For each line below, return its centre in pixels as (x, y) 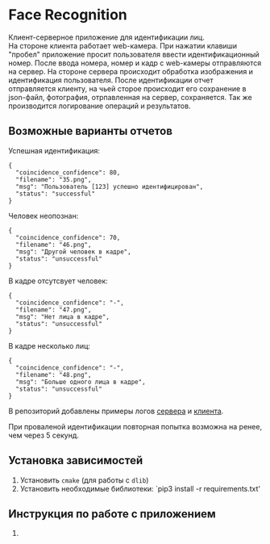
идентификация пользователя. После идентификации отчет (111, 80)
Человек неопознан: (44, 216)
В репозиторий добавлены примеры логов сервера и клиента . (116, 411)
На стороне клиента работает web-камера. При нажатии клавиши (123, 45)
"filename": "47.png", (54, 310)
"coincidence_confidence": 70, (68, 237)
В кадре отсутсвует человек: (58, 281)
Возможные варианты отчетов (91, 131)
